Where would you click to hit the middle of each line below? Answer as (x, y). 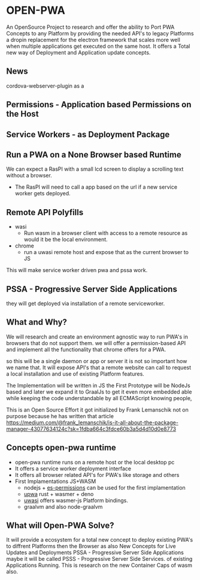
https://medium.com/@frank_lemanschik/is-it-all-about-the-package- (92, 422)
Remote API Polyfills (45, 212)
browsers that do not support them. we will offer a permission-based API (96, 343)
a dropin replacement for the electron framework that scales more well (93, 40)
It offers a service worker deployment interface (73, 469)
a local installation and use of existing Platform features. (75, 374)
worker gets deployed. (43, 194)
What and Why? (37, 322)
